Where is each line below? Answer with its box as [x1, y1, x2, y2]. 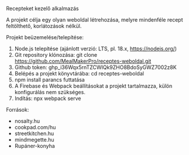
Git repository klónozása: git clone [14, 51, 98, 58]
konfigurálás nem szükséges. [14, 89, 86, 95]
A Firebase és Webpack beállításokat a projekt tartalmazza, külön [14, 82, 173, 89]
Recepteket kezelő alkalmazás [6, 5, 79, 12]
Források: [6, 106, 29, 113]
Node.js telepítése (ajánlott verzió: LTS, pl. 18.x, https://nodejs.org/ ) [14, 45, 177, 52]
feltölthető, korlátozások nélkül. [6, 23, 82, 29]
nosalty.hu [14, 118, 40, 125]
